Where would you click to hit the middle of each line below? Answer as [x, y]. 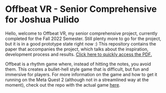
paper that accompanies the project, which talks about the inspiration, [77, 49]
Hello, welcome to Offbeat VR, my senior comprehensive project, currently [81, 33]
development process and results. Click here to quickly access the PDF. [79, 54]
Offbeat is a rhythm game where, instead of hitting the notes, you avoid [78, 64]
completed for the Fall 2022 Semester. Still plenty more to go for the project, [83, 39]
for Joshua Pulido [42, 20]
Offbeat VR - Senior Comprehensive [81, 9]
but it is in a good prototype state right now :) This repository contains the [81, 44]
